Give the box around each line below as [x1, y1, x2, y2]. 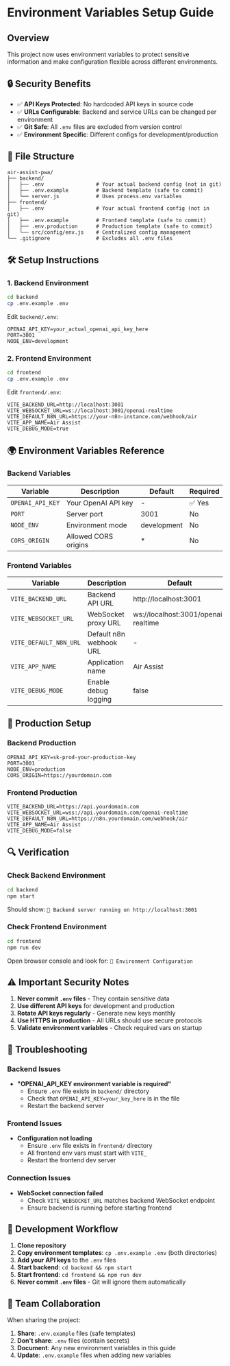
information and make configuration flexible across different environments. [7, 58, 218, 66]
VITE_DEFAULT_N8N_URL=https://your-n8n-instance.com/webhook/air [7, 414, 197, 420]
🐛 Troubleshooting [7, 1044, 88, 1055]
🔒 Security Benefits [7, 78, 91, 90]
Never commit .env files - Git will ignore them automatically [16, 1278, 186, 1286]
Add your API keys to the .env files [16, 1256, 116, 1265]
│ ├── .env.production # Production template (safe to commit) [7, 223, 213, 230]
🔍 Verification [7, 847, 70, 859]
